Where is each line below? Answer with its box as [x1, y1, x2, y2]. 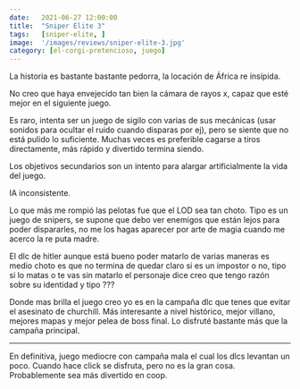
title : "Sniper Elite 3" [9, 21, 105, 30]
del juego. [9, 171, 46, 182]
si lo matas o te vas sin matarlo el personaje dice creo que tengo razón [9, 270, 270, 281]
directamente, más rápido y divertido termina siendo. [9, 144, 204, 155]
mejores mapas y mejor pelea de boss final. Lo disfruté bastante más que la [9, 316, 288, 326]
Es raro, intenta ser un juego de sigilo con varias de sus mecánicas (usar [9, 115, 277, 126]
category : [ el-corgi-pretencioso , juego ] [9, 47, 166, 55]
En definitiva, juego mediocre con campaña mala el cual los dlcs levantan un [9, 351, 290, 362]
